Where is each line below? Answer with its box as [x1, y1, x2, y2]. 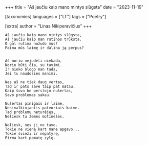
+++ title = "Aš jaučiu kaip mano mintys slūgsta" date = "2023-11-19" [5, 4, 144, 10]
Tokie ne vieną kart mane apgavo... [5, 127, 80, 132]
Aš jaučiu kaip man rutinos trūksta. [5, 37, 82, 42]
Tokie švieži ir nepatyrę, [5, 131, 60, 136]
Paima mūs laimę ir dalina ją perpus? [5, 46, 84, 50]
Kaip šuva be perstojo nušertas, [5, 88, 73, 93]
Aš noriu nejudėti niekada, [5, 58, 63, 63]
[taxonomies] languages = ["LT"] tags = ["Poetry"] [5, 14, 106, 19]
